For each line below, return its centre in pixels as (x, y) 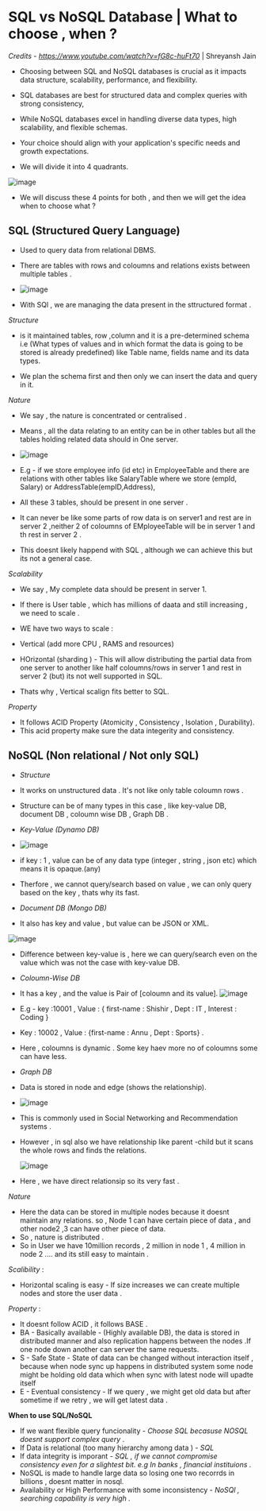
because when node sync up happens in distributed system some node (136, 1366)
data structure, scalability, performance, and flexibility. (108, 79)
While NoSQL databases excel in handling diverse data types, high (128, 118)
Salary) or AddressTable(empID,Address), (87, 487)
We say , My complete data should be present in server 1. (113, 589)
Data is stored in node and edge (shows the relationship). (113, 1087)
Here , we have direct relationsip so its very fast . (99, 1181)
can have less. (43, 1056)
